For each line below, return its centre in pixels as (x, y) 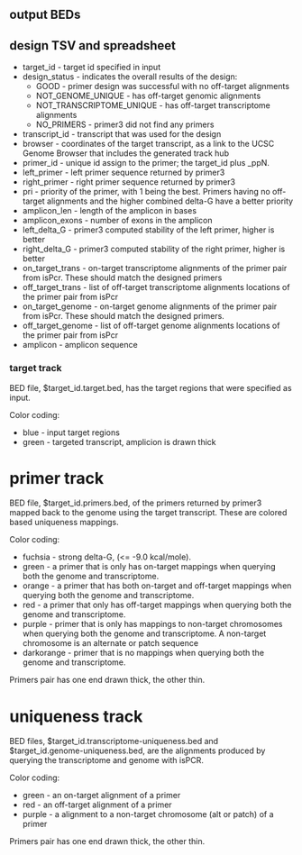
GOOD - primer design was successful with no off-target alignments (163, 86)
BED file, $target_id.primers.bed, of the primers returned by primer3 (136, 503)
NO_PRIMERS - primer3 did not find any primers (125, 124)
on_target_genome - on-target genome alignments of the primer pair (150, 306)
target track (36, 368)
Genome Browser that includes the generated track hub (126, 153)
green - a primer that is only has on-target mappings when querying (149, 567)
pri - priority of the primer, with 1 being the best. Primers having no (146, 192)
